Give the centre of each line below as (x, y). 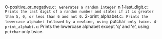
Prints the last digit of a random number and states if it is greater (79, 12)
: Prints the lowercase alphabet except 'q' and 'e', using (93, 26)
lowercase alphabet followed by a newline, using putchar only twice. (79, 21)
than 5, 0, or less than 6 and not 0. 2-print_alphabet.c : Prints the (77, 16)
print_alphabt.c (21, 27)
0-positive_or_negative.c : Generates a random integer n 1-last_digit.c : (77, 7)
